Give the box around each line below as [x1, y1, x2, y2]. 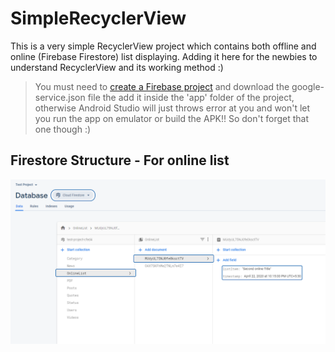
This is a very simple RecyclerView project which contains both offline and [10, 40, 317, 52]
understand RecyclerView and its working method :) [10, 61, 224, 73]
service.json [34, 91, 86, 103]
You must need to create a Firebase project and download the [34, 80, 290, 92]
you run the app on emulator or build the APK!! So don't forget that [34, 112, 310, 124]
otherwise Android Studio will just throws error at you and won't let [34, 102, 311, 114]
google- [291, 80, 325, 92]
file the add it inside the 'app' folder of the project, [87, 91, 295, 103]
